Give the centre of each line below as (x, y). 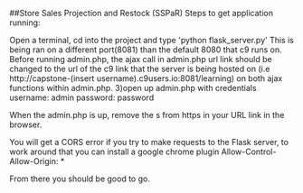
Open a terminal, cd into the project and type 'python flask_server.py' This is (151, 40)
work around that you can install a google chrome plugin (114, 152)
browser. (26, 124)
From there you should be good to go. (80, 179)
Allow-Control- (249, 152)
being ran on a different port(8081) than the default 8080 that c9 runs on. (146, 50)
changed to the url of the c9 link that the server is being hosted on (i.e (140, 69)
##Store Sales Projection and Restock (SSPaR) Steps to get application (142, 13)
